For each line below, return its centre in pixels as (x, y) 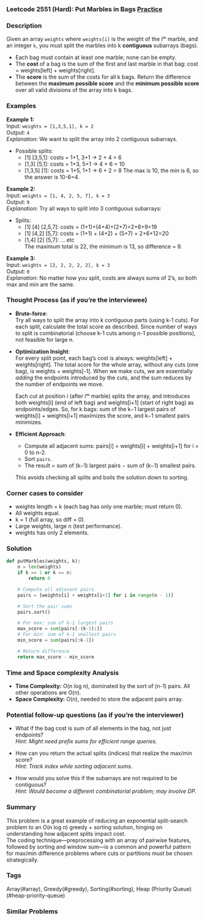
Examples (21, 106)
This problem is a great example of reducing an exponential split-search (97, 821)
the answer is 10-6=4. (52, 177)
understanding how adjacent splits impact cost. (66, 833)
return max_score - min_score (56, 657)
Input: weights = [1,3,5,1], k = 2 (50, 126)
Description (24, 25)
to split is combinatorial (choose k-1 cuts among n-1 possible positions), (105, 333)
